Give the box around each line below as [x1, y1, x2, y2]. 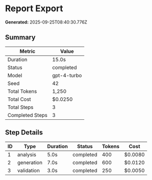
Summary [5, 33, 36, 42]
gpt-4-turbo [52, 72, 82, 79]
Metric [19, 47, 36, 54]
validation [17, 167, 40, 174]
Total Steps [7, 104, 34, 111]
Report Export [5, 3, 63, 14]
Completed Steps [7, 112, 48, 118]
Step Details [5, 128, 43, 137]
